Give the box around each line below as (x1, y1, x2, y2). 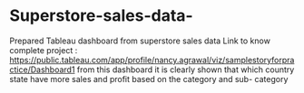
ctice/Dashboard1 (9, 64, 75, 75)
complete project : (9, 44, 78, 55)
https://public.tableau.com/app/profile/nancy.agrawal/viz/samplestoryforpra (9, 54, 295, 65)
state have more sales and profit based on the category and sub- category (9, 73, 289, 84)
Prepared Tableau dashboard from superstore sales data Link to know (9, 35, 270, 46)
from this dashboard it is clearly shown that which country (76, 64, 295, 75)
